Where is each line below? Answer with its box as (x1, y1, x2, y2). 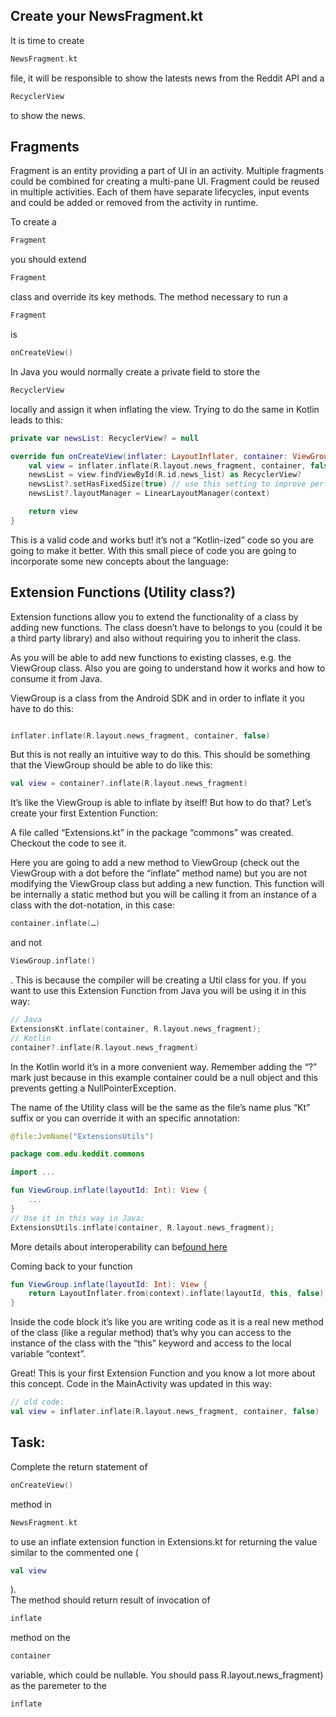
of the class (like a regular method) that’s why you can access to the (10, 1327, 292, 1339)
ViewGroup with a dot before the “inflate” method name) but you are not (10, 867, 308, 879)
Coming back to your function (10, 1260, 133, 1272)
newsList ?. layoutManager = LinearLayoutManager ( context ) (28, 489, 271, 499)
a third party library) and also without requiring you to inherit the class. (10, 632, 302, 644)
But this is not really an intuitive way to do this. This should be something (10, 749, 311, 761)
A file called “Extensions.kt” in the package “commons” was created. (10, 827, 294, 839)
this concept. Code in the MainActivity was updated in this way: (10, 1378, 273, 1390)
